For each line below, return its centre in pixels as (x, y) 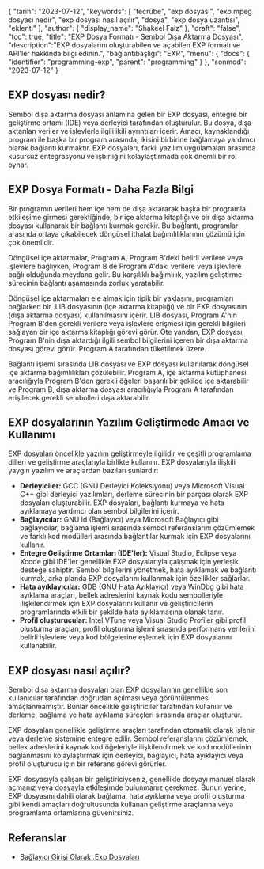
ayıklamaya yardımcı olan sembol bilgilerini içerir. (99, 511)
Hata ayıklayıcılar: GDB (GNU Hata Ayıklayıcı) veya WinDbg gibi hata (132, 587)
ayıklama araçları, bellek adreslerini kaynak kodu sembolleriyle (121, 595)
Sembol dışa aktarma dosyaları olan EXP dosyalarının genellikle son (118, 690)
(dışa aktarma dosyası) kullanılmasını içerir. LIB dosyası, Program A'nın (123, 315)
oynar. (19, 165)
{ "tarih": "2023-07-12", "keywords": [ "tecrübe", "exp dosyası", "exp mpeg (130, 11)
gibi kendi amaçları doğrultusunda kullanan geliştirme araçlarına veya (121, 804)
